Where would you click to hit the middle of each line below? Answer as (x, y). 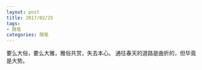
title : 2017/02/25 (30, 18)
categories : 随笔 (28, 35)
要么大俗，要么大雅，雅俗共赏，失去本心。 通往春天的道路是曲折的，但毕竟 (101, 53)
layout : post (23, 12)
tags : (13, 23)
